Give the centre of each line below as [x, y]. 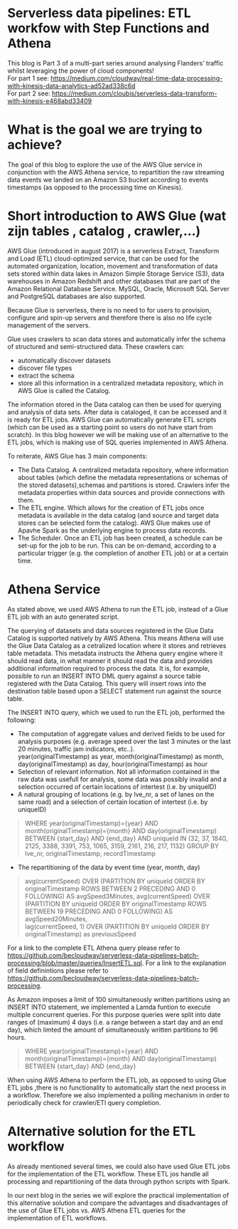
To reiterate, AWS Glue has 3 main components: [77, 456]
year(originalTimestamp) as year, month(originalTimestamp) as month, [121, 756]
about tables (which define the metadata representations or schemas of [123, 477]
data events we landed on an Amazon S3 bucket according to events [108, 179]
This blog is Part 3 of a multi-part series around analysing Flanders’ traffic [115, 63]
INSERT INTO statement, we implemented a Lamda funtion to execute [109, 1007]
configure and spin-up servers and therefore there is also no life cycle [110, 318]
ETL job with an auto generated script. [63, 617]
